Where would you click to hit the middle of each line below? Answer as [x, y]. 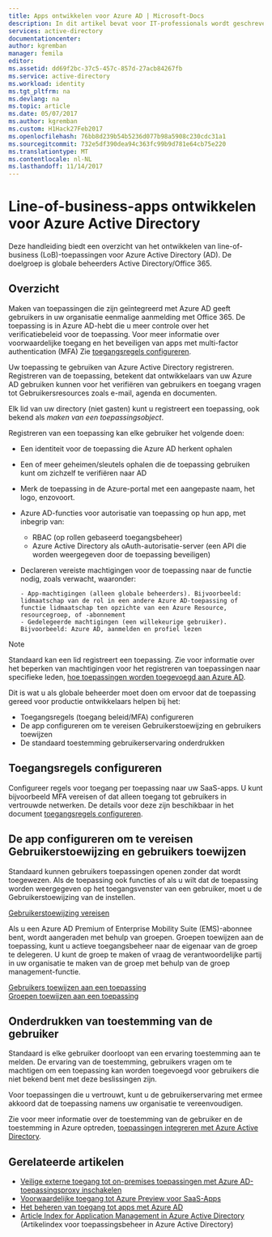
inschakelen [102, 1190]
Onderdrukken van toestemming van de [110, 1021]
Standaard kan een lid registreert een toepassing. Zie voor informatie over [132, 659]
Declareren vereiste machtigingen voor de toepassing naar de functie [136, 570]
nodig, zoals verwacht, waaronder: [78, 578]
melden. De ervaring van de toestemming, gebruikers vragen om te [120, 1062]
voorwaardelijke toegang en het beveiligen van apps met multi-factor [123, 343]
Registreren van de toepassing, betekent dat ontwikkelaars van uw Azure [130, 375]
